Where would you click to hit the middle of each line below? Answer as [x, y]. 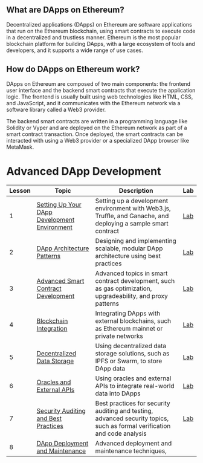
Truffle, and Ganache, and [132, 216]
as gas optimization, [124, 288]
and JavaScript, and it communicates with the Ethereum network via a [93, 103]
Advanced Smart [60, 280]
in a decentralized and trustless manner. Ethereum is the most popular [94, 37]
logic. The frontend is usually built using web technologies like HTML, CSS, [100, 97]
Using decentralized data [131, 346]
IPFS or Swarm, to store [129, 361]
